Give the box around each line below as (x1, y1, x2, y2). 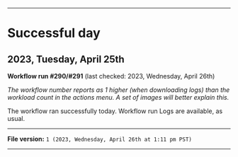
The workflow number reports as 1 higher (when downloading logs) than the (7, 86, 230, 94)
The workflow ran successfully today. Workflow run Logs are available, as (7, 107, 223, 115)
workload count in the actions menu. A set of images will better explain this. (7, 93, 229, 101)
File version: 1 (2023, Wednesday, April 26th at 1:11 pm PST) (7, 135, 193, 143)
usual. (7, 115, 25, 122)
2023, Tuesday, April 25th (7, 53, 125, 65)
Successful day (7, 25, 101, 41)
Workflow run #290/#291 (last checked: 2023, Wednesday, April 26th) (7, 72, 215, 80)
